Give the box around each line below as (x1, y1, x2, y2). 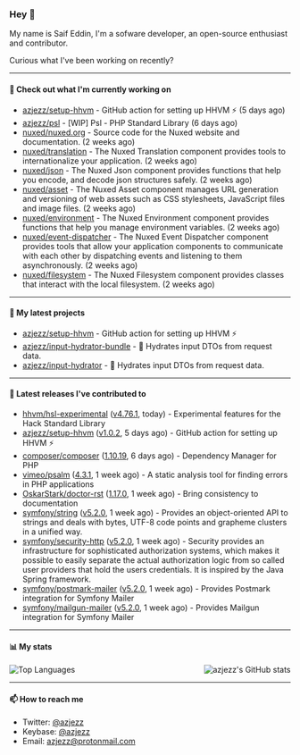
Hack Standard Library (21, 417, 105, 428)
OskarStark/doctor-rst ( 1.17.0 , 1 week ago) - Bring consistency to (21, 488, 259, 499)
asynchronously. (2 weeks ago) (21, 259, 138, 271)
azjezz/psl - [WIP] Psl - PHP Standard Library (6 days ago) (21, 117, 238, 128)
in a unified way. (21, 526, 83, 537)
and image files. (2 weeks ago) (21, 203, 137, 214)
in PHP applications (21, 478, 95, 490)
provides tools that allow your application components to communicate (21, 240, 284, 251)
